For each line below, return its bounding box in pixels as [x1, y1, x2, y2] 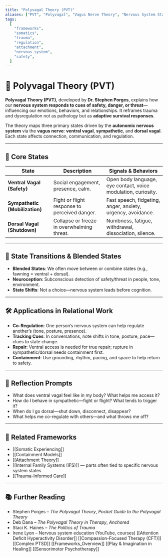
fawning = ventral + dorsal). [12, 270, 70, 276]
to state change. [24, 338, 58, 344]
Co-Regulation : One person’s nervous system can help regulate [12, 322, 144, 329]
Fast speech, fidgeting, [106, 197, 160, 203]
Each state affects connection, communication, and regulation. [5, 133, 134, 140]
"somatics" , [14, 31, 39, 36]
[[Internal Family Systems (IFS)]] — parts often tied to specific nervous [12, 462, 158, 468]
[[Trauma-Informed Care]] [12, 473, 66, 479]
